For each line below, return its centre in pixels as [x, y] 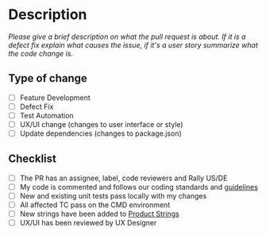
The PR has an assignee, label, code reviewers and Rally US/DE [123, 178]
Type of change [48, 78]
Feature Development [55, 98]
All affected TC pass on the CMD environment [95, 205]
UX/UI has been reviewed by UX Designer [88, 223]
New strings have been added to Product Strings [100, 214]
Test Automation [46, 115]
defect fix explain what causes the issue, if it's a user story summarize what [133, 44]
